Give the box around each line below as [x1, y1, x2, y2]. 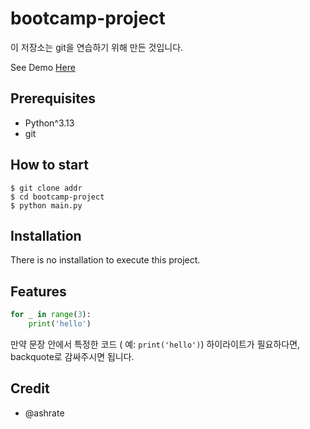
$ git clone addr [10, 183, 83, 193]
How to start [10, 157, 89, 174]
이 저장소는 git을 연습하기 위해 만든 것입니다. [10, 41, 184, 53]
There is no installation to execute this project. [10, 254, 201, 266]
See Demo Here [10, 61, 76, 73]
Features [10, 283, 67, 300]
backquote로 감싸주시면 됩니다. [10, 350, 135, 362]
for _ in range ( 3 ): [10, 310, 92, 320]
